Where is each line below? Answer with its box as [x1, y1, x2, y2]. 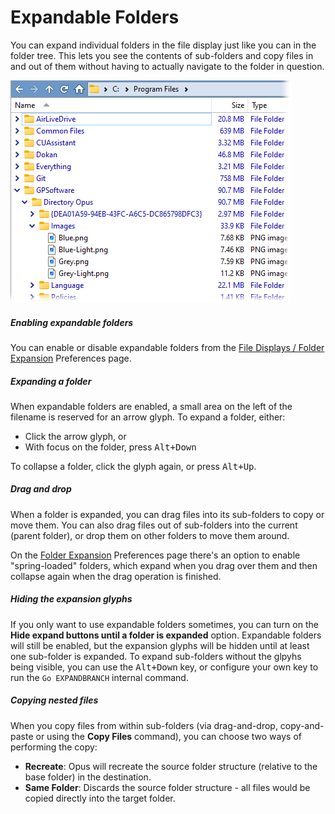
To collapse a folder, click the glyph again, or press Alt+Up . [10, 460, 257, 472]
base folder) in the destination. [24, 771, 152, 783]
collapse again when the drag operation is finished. [10, 570, 222, 582]
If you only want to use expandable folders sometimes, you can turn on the [10, 618, 319, 630]
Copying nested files [10, 694, 99, 706]
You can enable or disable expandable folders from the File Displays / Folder [10, 341, 325, 353]
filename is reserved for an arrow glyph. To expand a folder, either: [10, 411, 286, 423]
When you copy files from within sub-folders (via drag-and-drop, [10, 719, 278, 731]
